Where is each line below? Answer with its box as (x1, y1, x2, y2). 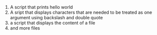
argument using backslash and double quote (10, 15, 103, 20)
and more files (10, 25, 40, 31)
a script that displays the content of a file (10, 20, 95, 26)
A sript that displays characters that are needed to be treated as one (10, 9, 152, 15)
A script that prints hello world (10, 4, 73, 10)
